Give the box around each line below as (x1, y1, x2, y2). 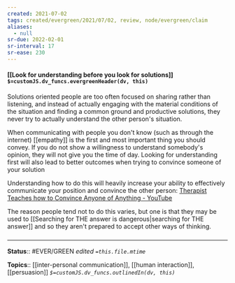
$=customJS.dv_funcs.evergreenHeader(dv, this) (7, 78, 149, 85)
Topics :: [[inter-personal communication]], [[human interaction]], (7, 261, 194, 269)
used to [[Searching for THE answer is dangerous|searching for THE (7, 215, 204, 224)
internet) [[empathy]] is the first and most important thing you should (7, 136, 206, 144)
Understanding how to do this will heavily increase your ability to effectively (7, 179, 225, 187)
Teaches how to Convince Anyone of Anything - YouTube (7, 194, 173, 203)
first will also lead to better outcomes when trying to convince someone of (7, 158, 222, 166)
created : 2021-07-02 (7, 10, 68, 17)
